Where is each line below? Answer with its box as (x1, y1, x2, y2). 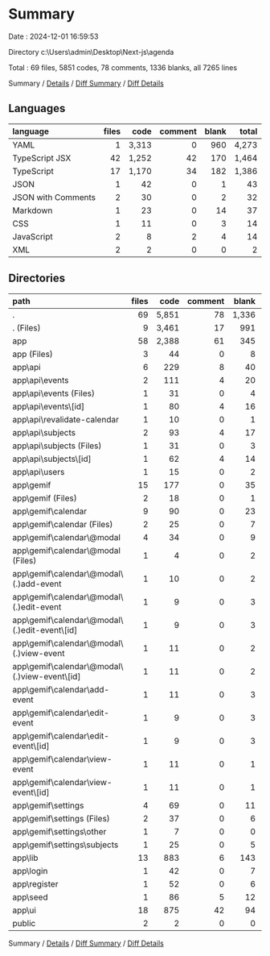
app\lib (12, 852, 39, 863)
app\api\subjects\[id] (12, 453, 92, 464)
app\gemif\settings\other (12, 825, 107, 837)
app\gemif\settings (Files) (12, 813, 110, 824)
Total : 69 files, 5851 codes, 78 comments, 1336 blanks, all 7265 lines (8, 62, 238, 73)
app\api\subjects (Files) (12, 440, 102, 451)
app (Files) (12, 348, 54, 360)
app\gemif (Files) (12, 493, 78, 504)
